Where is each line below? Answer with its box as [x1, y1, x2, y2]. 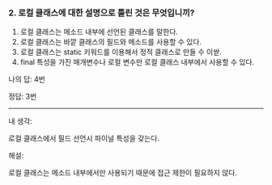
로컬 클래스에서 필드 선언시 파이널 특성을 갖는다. [8, 133, 160, 143]
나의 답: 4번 [8, 74, 46, 84]
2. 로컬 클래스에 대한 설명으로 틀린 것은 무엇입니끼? [8, 6, 195, 18]
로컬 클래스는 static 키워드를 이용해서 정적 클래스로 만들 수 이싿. [19, 47, 223, 57]
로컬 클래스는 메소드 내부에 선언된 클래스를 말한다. [19, 27, 178, 37]
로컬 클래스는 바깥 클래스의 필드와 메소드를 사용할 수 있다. [19, 37, 202, 47]
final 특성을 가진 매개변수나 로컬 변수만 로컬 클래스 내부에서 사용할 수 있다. [19, 57, 255, 67]
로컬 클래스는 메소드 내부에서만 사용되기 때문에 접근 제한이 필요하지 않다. [8, 168, 237, 178]
